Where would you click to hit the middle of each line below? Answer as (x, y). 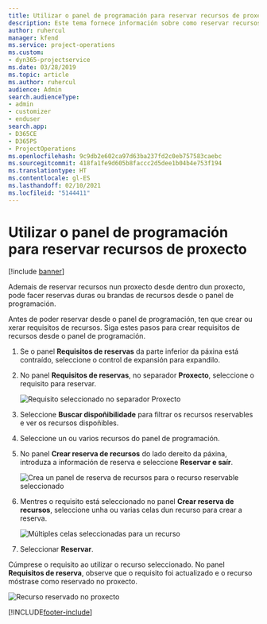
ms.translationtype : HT (48, 171)
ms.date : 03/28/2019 (43, 68)
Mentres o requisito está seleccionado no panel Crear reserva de (127, 501)
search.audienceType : (44, 97)
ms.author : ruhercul (43, 82)
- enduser (25, 119)
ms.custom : (26, 52)
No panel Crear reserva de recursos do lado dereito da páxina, (124, 453)
